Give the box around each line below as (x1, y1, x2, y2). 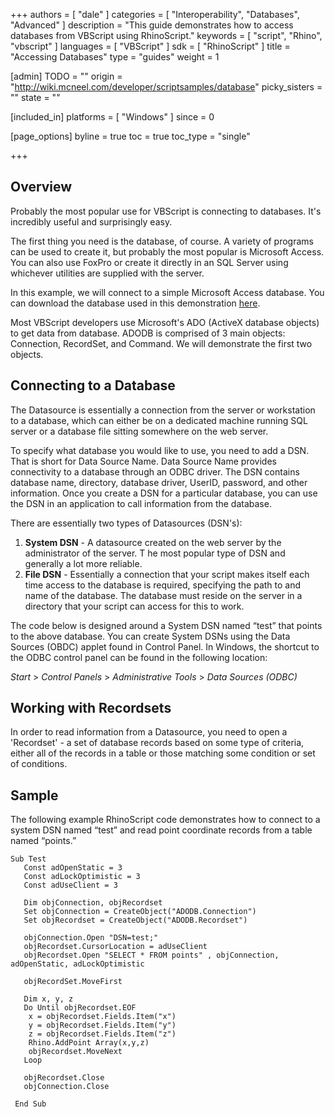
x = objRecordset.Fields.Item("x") (28, 1012, 177, 1022)
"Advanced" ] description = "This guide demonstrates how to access (10, 19, 294, 31)
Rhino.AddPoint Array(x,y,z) (28, 1038, 150, 1048)
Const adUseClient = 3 (23, 880, 118, 891)
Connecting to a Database (10, 377, 176, 394)
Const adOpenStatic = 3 (23, 863, 123, 873)
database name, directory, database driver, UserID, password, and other (10, 476, 308, 488)
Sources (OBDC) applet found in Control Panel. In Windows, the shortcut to (10, 640, 320, 653)
